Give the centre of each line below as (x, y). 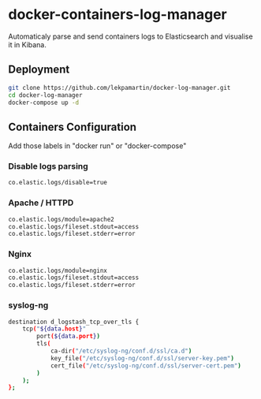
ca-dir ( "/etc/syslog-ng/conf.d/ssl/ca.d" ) (121, 351)
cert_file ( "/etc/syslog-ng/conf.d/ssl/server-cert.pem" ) (146, 365)
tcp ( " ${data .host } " (54, 329)
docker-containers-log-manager (117, 15)
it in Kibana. (28, 44)
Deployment (39, 70)
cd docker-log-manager (45, 95)
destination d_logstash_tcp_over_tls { (74, 322)
